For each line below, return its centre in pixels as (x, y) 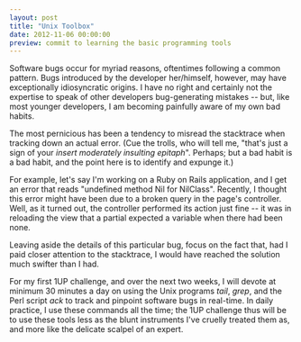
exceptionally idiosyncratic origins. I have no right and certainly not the (141, 87)
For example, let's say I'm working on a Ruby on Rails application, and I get (148, 180)
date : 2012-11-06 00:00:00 (60, 34)
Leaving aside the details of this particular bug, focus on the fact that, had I (149, 245)
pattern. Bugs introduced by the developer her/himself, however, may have (148, 78)
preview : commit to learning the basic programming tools (120, 43)
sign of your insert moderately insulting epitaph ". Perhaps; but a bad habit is (151, 153)
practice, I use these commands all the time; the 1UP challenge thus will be (148, 310)
